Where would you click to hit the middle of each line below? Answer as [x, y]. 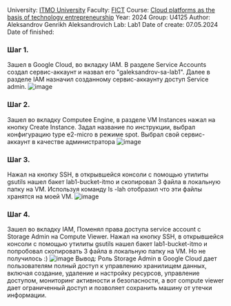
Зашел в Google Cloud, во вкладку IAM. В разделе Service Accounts [107, 65]
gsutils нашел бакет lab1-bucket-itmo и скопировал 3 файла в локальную [114, 181]
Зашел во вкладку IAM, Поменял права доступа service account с [104, 229]
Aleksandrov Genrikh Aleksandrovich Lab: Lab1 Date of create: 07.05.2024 [113, 24]
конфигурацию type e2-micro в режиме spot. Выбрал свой [93, 134]
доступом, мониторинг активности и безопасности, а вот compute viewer [115, 280]
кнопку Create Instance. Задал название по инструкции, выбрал [101, 127]
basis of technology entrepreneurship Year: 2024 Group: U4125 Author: [109, 17]
